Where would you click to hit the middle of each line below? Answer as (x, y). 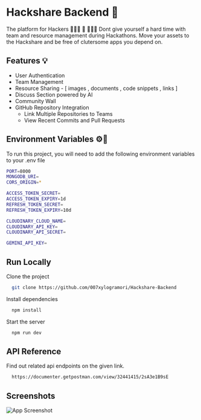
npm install (27, 310)
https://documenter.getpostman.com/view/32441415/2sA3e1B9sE (90, 377)
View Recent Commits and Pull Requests (74, 120)
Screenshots (31, 396)
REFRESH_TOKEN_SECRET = (35, 205)
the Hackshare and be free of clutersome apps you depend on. (85, 42)
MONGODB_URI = (23, 177)
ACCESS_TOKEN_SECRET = (33, 193)
